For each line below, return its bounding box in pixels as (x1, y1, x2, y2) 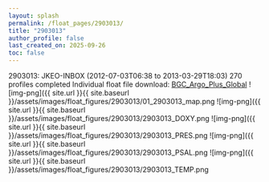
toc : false (8, 49, 45, 57)
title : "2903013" (8, 26, 67, 34)
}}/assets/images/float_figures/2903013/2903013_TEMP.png (8, 165, 209, 174)
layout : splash (8, 11, 59, 20)
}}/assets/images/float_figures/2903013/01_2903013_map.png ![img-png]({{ (8, 97, 261, 106)
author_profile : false (8, 34, 84, 42)
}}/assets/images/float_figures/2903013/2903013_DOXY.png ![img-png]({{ (8, 114, 255, 123)
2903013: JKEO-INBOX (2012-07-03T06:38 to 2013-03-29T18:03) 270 (8, 71, 243, 80)
